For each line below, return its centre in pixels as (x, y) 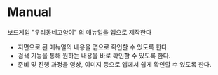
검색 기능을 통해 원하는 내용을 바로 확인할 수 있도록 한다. (94, 56)
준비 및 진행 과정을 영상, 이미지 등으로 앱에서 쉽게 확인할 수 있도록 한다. (114, 64)
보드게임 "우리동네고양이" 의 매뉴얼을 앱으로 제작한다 (80, 32)
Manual (30, 12)
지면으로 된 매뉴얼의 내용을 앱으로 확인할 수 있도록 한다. (93, 47)
